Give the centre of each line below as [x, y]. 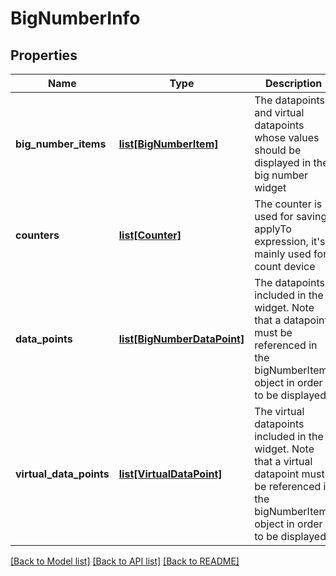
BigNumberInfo [75, 18]
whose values [287, 137]
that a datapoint [291, 320]
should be [278, 150]
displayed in [283, 162]
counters [37, 235]
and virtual [279, 112]
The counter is [288, 204]
